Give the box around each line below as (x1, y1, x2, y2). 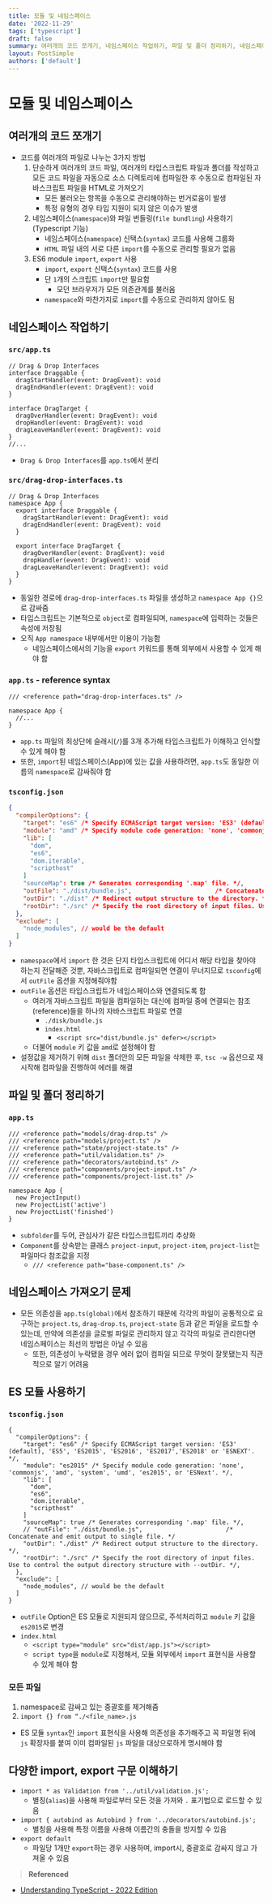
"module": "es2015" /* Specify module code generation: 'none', (23, 1462, 244, 1470)
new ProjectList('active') (15, 1200, 107, 1209)
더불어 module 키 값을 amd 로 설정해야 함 (32, 1042, 156, 1052)
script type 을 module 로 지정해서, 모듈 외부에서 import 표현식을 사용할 (32, 1649, 257, 1660)
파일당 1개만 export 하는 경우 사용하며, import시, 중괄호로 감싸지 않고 (32, 1843, 249, 1853)
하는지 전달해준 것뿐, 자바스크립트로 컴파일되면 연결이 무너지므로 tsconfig (19, 966, 255, 975)
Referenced (28, 1870, 69, 1879)
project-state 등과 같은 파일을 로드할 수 (129, 1318, 259, 1328)
